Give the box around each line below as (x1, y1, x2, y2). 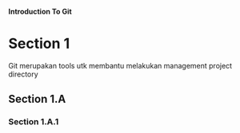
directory (8, 69, 38, 79)
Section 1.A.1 (8, 116, 59, 127)
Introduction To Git (8, 7, 72, 16)
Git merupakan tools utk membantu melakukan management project (8, 61, 233, 70)
